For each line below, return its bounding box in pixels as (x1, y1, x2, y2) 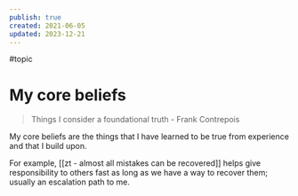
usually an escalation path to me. (9, 176, 131, 187)
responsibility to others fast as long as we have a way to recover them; (9, 168, 269, 178)
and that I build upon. (9, 141, 87, 152)
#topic (9, 54, 33, 65)
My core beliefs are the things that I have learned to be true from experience (9, 131, 289, 142)
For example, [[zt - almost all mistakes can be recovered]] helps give (9, 158, 262, 169)
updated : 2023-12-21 (9, 29, 86, 38)
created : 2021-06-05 (9, 21, 86, 30)
